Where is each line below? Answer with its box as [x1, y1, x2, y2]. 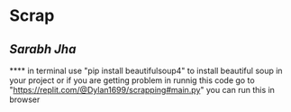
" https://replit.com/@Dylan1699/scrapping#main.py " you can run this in [9, 85, 275, 95]
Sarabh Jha [9, 42, 77, 57]
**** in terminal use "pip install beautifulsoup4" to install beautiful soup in [9, 65, 283, 76]
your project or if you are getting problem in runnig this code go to [9, 75, 255, 86]
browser [9, 94, 41, 105]
